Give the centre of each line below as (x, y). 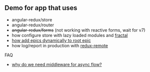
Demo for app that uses (41, 8)
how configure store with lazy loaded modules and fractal (70, 35)
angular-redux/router (33, 25)
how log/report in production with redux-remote (60, 45)
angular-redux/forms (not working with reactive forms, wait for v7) (78, 30)
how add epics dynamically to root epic (51, 40)
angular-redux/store (32, 19)
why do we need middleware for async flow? (57, 64)
